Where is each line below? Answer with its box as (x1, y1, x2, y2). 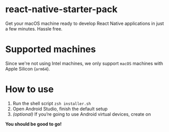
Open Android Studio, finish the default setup (12, 106, 108, 112)
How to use (5, 84, 54, 95)
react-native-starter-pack (5, 4, 118, 15)
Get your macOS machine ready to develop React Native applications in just (5, 20, 164, 26)
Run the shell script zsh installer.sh (12, 100, 91, 106)
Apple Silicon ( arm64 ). (5, 65, 50, 72)
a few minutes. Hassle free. (5, 25, 63, 31)
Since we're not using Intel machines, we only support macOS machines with (5, 60, 163, 67)
